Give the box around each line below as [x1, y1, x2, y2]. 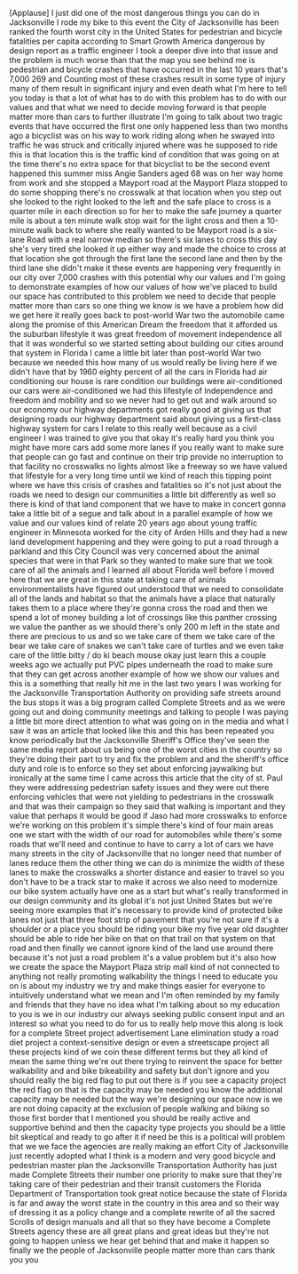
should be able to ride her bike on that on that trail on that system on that [9, 933, 276, 943]
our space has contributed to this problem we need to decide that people [9, 291, 277, 301]
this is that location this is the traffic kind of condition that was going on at [9, 149, 279, 159]
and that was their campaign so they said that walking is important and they [9, 801, 286, 812]
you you [9, 1254, 39, 1265]
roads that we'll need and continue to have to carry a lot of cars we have [9, 839, 274, 849]
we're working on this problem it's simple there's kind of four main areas [9, 820, 274, 830]
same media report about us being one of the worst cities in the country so [9, 744, 283, 755]
